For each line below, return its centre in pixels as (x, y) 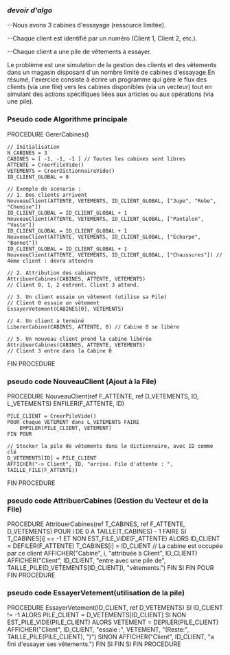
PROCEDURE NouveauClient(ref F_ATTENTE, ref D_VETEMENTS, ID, (103, 396)
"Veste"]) (21, 225)
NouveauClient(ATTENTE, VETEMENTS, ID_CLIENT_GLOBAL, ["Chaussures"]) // (115, 255)
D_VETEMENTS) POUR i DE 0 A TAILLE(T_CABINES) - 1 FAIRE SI (97, 532)
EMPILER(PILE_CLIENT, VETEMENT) (66, 428)
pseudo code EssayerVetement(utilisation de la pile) (96, 593)
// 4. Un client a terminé (46, 321)
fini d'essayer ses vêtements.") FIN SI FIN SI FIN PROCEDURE (94, 644)
